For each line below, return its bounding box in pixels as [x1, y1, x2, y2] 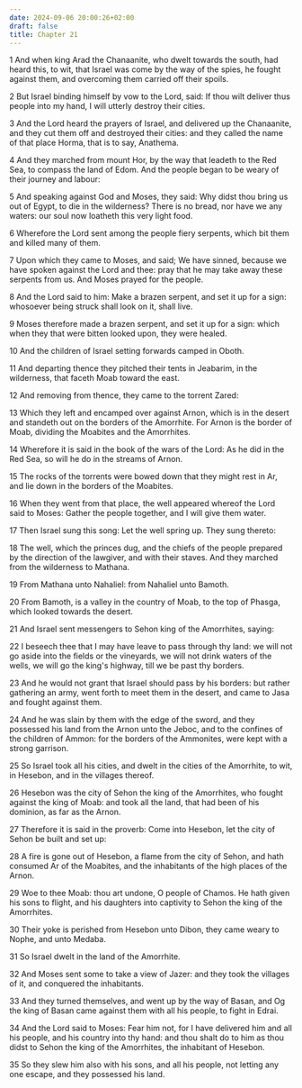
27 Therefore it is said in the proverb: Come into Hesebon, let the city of [9, 824, 276, 835]
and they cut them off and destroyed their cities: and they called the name [9, 128, 283, 139]
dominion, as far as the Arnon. [9, 807, 121, 818]
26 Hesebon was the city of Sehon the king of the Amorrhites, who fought [9, 787, 283, 798]
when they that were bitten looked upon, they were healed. [9, 328, 227, 339]
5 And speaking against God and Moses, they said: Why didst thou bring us [9, 191, 289, 203]
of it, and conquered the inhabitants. [9, 978, 144, 989]
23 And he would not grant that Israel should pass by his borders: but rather [9, 677, 290, 689]
